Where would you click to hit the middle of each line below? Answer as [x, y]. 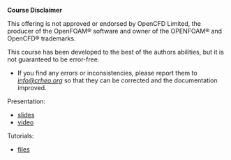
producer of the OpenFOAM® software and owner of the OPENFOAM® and [114, 31]
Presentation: [27, 101]
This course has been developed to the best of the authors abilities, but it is [116, 52]
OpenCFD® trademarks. [42, 38]
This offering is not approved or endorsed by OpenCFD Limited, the [104, 23]
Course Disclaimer [35, 10]
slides [26, 115]
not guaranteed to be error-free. [53, 59]
